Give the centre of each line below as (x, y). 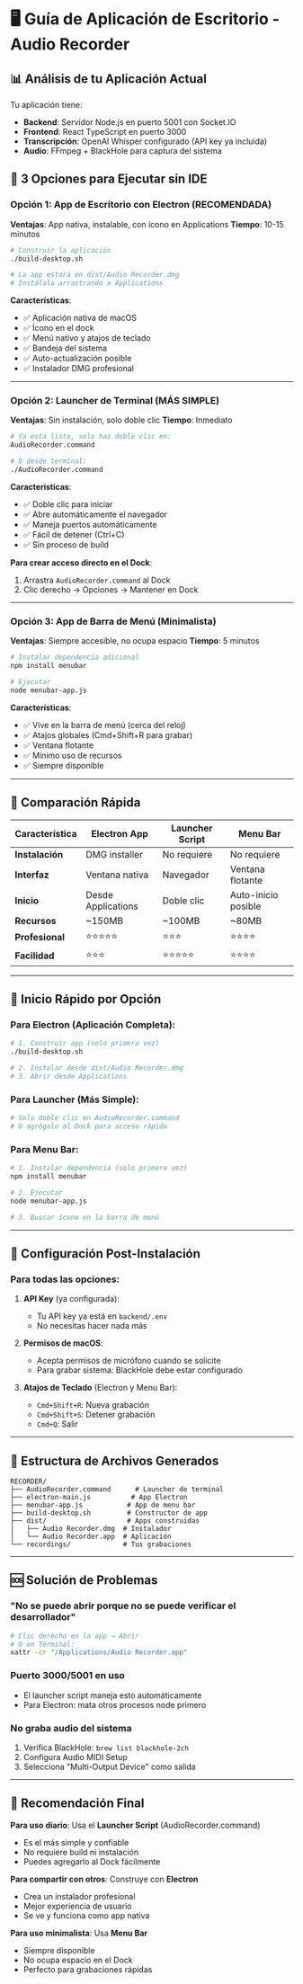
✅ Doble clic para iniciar (68, 504)
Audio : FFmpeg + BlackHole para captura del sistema (123, 151)
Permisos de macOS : (63, 1343)
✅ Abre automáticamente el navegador (95, 514)
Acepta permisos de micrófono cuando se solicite (129, 1361)
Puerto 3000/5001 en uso (67, 1676)
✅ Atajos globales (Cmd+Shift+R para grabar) (108, 734)
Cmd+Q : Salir (58, 1424)
